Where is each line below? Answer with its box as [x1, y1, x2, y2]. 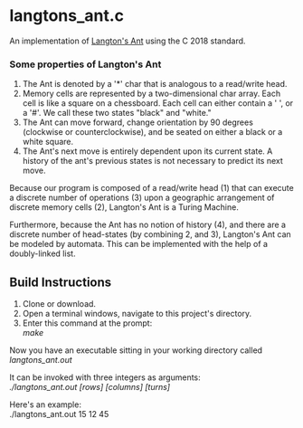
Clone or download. [22, 299, 97, 309]
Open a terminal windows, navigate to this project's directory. [22, 309, 252, 319]
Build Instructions [9, 274, 112, 290]
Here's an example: [9, 399, 81, 410]
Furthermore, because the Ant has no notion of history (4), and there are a [9, 219, 287, 231]
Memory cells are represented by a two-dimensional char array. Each [22, 88, 281, 100]
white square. [22, 137, 74, 147]
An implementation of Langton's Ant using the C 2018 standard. [9, 35, 246, 46]
